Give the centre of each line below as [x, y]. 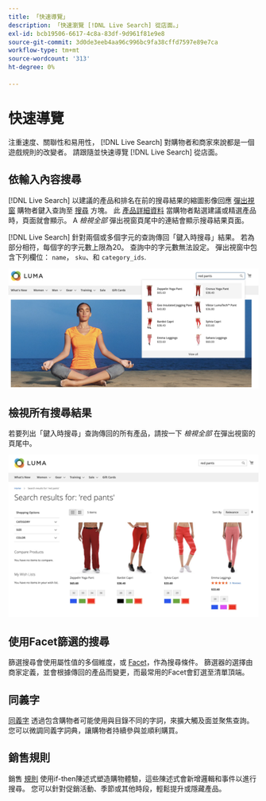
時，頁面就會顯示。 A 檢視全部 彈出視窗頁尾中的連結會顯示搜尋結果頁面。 [128, 220]
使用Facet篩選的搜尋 [59, 641]
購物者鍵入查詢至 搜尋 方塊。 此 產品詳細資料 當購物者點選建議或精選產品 [137, 210]
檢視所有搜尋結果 [50, 413]
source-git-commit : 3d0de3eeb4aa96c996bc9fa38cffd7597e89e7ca [113, 42]
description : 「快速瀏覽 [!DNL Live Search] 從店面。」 [95, 25]
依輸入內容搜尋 [45, 180]
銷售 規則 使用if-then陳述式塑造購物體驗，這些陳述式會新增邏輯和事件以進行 [132, 778]
